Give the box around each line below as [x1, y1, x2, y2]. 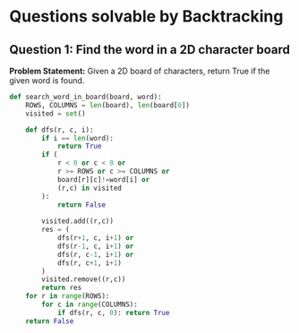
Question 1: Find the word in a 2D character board [9, 42, 291, 57]
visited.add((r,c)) [41, 217, 115, 226]
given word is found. [9, 75, 85, 86]
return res [41, 284, 82, 293]
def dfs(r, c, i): [25, 125, 94, 134]
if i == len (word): [41, 133, 115, 142]
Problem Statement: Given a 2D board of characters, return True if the [9, 65, 270, 76]
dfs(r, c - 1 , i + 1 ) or [56, 250, 134, 259]
